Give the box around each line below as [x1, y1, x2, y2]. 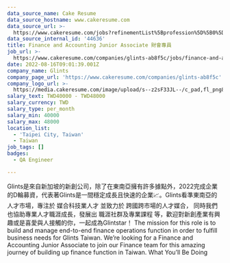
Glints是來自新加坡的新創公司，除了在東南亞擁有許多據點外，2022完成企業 [7, 182, 218, 190]
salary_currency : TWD [7, 99, 69, 106]
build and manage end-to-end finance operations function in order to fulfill [7, 226, 218, 234]
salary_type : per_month [7, 105, 75, 112]
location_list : [7, 125, 51, 131]
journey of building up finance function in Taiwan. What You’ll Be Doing [7, 248, 208, 256]
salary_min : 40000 [7, 112, 60, 118]
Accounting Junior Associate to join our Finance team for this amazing [7, 240, 205, 249]
